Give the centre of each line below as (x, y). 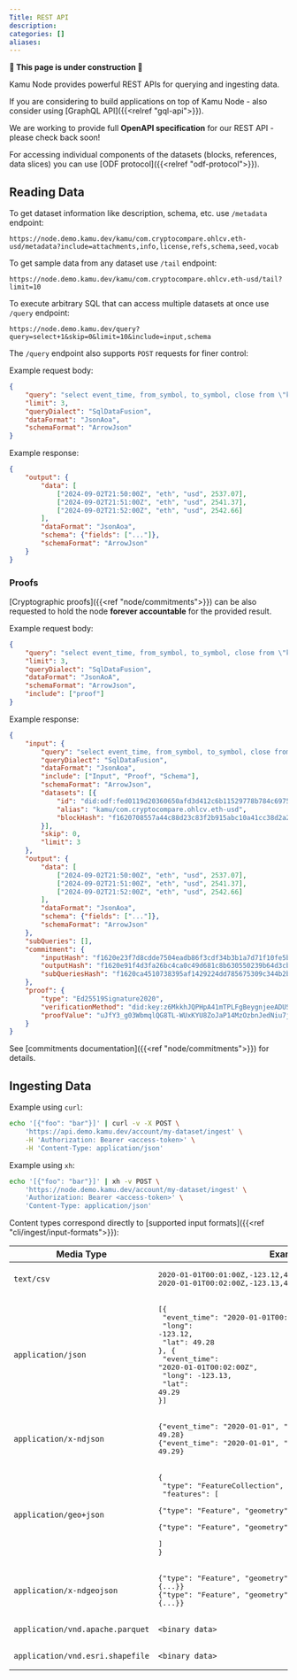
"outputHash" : (67, 966)
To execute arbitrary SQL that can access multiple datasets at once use (139, 304)
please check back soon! (55, 137)
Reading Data (47, 192)
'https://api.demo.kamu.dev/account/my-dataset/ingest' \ (134, 1132)
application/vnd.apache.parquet (82, 1630)
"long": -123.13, (197, 1376)
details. (23, 1058)
